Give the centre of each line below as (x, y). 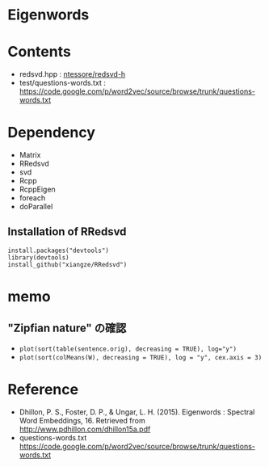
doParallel (36, 207)
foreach (32, 198)
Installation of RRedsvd (67, 232)
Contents (40, 52)
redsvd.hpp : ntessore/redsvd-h (72, 74)
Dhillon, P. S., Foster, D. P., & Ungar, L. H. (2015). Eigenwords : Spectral (137, 412)
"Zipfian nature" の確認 (67, 328)
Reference (43, 390)
